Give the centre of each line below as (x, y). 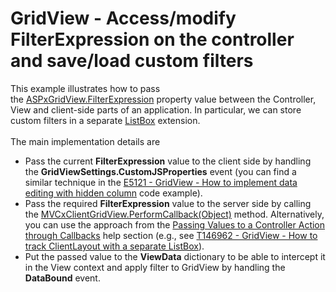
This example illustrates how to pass (85, 88)
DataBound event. (62, 278)
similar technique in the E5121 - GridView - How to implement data (161, 182)
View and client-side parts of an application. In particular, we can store (156, 109)
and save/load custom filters (132, 61)
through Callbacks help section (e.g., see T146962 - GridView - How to (171, 235)
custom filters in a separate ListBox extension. (105, 120)
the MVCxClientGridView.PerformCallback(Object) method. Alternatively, (174, 214)
